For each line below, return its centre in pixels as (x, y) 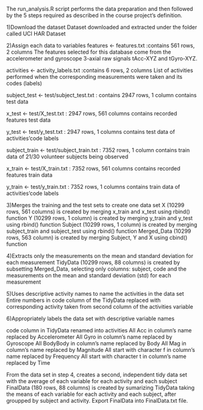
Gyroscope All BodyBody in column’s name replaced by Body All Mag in (96, 343)
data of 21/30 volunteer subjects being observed (67, 156)
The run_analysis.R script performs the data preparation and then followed (100, 9)
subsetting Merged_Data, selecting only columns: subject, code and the (97, 269)
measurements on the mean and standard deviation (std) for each (89, 275)
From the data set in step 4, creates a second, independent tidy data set (97, 375)
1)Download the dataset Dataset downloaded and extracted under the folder (102, 27)
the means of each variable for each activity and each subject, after (91, 394)
